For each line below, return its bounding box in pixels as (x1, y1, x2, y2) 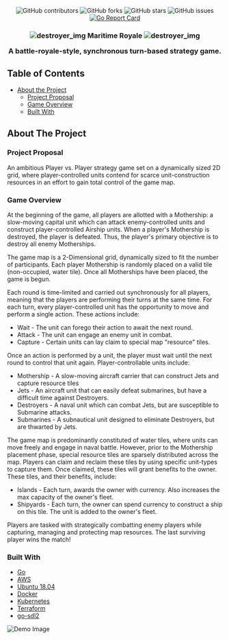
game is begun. (7, 275, 51, 284)
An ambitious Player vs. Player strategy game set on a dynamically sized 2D (7, 163, 221, 171)
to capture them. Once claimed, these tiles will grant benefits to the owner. (7, 465, 217, 473)
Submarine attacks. (16, 408, 72, 417)
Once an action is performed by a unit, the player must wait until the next (7, 352, 213, 360)
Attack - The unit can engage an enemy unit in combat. (16, 331, 173, 339)
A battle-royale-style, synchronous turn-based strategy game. (8, 47, 222, 56)
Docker (16, 590, 38, 598)
